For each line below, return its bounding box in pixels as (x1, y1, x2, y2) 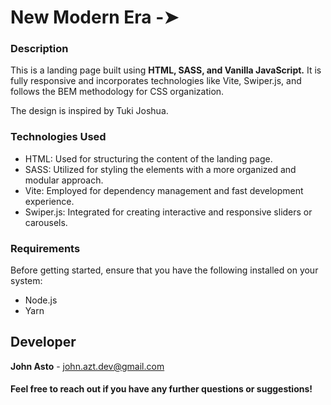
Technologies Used (10, 130, 107, 144)
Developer (10, 334, 77, 351)
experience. (24, 195, 75, 207)
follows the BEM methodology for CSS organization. (10, 86, 225, 98)
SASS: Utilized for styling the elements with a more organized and (24, 163, 297, 175)
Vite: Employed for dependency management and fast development (24, 184, 304, 196)
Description (10, 42, 69, 56)
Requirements (10, 241, 81, 255)
